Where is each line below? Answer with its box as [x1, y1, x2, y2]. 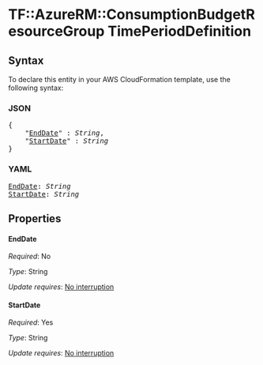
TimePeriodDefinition [107, 22, 251, 40]
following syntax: [8, 83, 64, 92]
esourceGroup [8, 22, 105, 40]
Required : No [8, 251, 51, 262]
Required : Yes [8, 318, 54, 327]
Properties [8, 212, 62, 225]
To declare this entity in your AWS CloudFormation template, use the [8, 75, 231, 84]
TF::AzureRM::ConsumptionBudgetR [8, 6, 255, 24]
